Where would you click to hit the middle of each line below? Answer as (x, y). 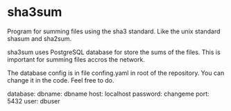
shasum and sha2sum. (40, 38)
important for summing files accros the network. (76, 59)
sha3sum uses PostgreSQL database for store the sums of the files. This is (114, 52)
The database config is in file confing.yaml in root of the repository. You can (116, 73)
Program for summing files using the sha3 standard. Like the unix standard (114, 31)
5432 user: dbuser (34, 101)
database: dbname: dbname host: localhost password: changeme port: (108, 94)
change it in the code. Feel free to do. (61, 80)
